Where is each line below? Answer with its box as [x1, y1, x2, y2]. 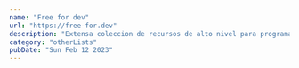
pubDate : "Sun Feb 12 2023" [9, 46, 114, 55]
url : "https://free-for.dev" [9, 21, 117, 30]
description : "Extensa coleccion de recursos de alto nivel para [9, 29, 256, 38]
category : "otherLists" [9, 37, 98, 47]
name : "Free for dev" [9, 12, 90, 22]
